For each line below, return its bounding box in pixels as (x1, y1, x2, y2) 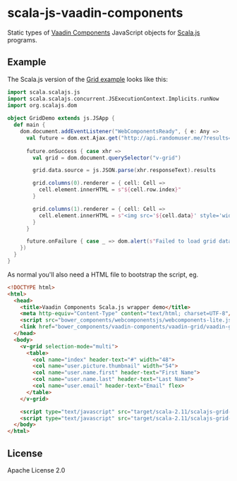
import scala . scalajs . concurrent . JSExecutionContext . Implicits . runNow (7, 95, 219, 102)
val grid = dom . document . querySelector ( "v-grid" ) (32, 154, 181, 162)
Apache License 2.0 (7, 465, 66, 474)
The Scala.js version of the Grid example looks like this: (7, 75, 168, 83)
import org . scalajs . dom (7, 102, 78, 109)
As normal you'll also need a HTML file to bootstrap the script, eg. (7, 270, 199, 279)
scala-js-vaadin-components (7, 5, 183, 21)
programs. (7, 35, 37, 44)
